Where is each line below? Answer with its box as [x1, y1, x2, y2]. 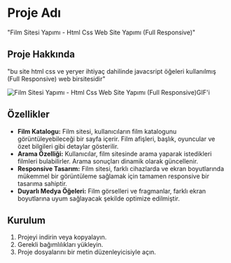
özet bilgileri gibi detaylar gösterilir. [17, 142, 119, 150]
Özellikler [7, 109, 50, 121]
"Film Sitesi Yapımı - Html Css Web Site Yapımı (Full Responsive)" [7, 28, 196, 36]
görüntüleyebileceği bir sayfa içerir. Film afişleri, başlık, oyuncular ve [17, 135, 216, 143]
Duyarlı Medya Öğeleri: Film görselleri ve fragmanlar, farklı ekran [17, 187, 206, 195]
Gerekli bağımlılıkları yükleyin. [17, 241, 104, 249]
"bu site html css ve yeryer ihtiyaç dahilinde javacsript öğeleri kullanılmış [7, 67, 216, 75]
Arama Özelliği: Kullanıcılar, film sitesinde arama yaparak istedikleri [17, 149, 212, 158]
